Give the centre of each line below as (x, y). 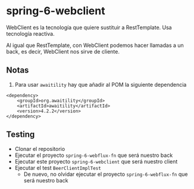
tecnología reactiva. (30, 33)
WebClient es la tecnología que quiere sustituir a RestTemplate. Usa (89, 27)
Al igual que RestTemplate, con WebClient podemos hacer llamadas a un (95, 45)
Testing (21, 135)
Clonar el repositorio (40, 149)
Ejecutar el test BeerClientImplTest (58, 168)
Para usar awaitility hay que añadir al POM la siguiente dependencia (101, 84)
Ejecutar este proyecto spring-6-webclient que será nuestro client (96, 161)
